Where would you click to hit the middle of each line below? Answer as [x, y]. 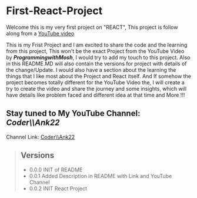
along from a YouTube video [40, 33]
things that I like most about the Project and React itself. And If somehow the [98, 76]
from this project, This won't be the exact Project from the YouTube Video [95, 51]
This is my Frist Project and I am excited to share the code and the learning [97, 45]
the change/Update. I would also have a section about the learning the [91, 70]
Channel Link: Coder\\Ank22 [41, 137]
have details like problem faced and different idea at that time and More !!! [96, 95]
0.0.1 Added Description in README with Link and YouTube [101, 176]
